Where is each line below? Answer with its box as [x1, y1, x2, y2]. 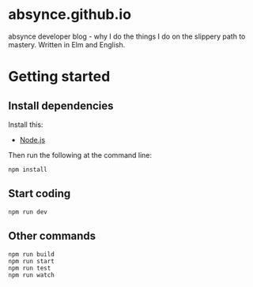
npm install [8, 166, 47, 173]
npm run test [8, 264, 51, 272]
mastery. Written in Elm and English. [8, 39, 126, 49]
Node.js [19, 135, 46, 144]
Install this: [8, 120, 43, 129]
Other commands [8, 229, 96, 243]
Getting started [8, 68, 111, 86]
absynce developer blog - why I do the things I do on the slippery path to [8, 32, 246, 41]
